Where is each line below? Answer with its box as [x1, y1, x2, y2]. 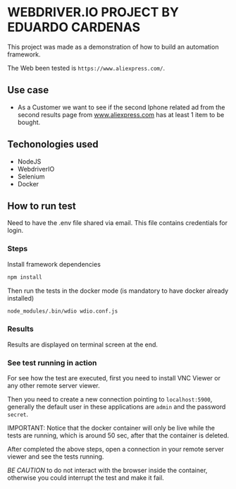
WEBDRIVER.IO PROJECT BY [7, 4, 180, 20]
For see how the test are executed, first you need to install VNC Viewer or [7, 374, 221, 382]
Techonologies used [7, 138, 99, 150]
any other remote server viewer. [7, 382, 100, 390]
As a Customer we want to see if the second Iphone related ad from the [17, 103, 225, 111]
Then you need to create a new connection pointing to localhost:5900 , [7, 395, 213, 404]
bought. [17, 118, 41, 126]
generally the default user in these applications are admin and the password [7, 403, 226, 411]
